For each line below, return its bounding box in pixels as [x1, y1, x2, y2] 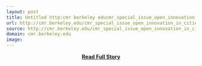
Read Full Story [81, 53, 121, 60]
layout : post [6, 8, 39, 15]
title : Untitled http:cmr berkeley [6, 14, 96, 20]
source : [6, 25, 26, 32]
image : [6, 37, 23, 43]
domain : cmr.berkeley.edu [6, 31, 71, 37]
